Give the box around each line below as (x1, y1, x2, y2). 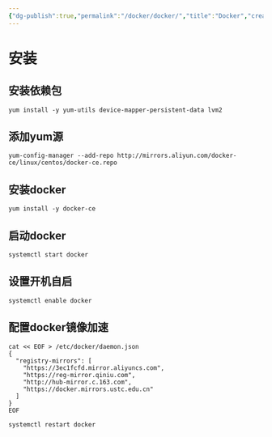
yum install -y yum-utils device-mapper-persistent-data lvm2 (8, 106, 223, 114)
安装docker (8, 183, 66, 197)
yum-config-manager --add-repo (8, 151, 114, 160)
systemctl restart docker (8, 420, 96, 429)
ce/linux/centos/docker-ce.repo (8, 159, 117, 167)
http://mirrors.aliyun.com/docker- (117, 151, 237, 160)
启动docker (8, 228, 66, 243)
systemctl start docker (8, 251, 89, 259)
